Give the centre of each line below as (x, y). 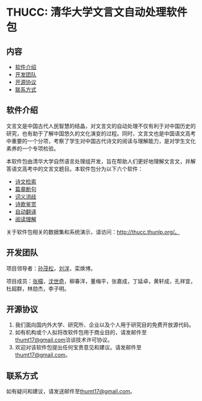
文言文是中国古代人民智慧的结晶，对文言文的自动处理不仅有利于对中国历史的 (101, 126)
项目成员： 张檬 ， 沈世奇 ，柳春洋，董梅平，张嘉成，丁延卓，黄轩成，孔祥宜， (101, 281)
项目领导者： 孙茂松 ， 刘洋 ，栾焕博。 (51, 268)
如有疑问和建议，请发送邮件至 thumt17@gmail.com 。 (71, 391)
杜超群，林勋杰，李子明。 (38, 289)
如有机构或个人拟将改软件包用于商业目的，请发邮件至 (81, 332)
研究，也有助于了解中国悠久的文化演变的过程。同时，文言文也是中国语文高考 (101, 133)
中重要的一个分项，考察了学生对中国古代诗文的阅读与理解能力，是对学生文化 (101, 141)
